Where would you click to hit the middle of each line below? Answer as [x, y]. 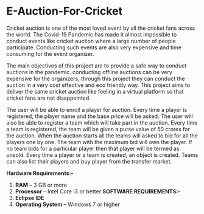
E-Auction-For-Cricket [65, 11]
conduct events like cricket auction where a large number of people [91, 41]
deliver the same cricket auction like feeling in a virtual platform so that [95, 91]
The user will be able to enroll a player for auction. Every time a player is [97, 109]
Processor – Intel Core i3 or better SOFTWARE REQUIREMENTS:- [98, 191]
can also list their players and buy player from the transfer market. [89, 161]
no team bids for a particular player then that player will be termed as [93, 148]
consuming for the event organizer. [50, 53]
